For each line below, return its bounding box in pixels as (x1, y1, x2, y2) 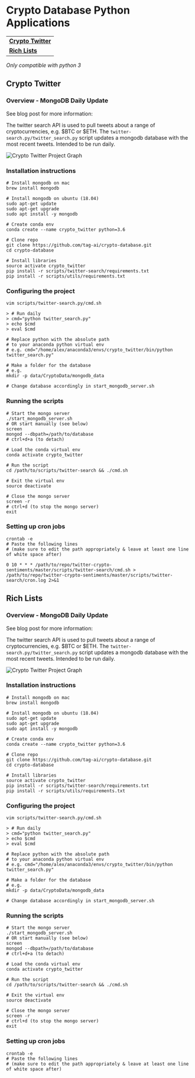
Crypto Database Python (6, 4, 130, 17)
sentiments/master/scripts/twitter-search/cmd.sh (6, 567, 131, 573)
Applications (6, 16, 70, 30)
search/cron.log (6, 577, 46, 583)
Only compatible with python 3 (6, 62, 82, 69)
